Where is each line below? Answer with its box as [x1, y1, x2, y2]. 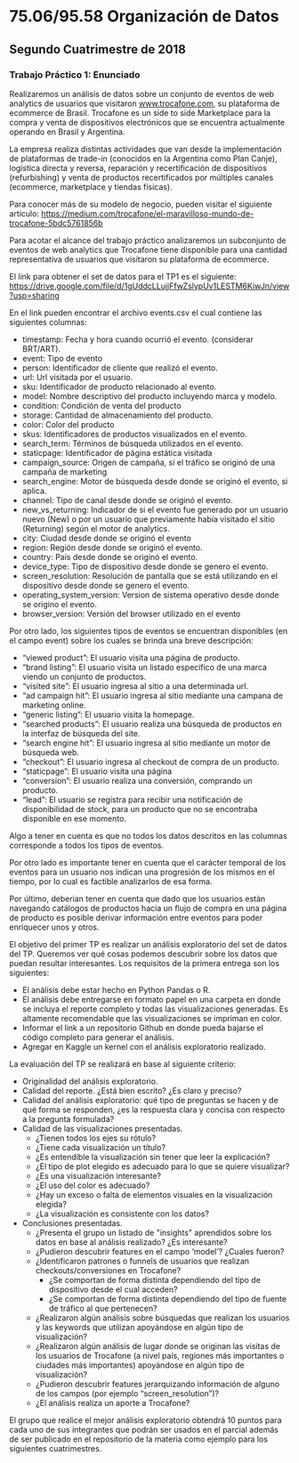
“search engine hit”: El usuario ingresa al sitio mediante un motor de [21, 737, 271, 748]
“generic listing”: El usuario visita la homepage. [21, 709, 195, 719]
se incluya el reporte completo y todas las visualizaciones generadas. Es [21, 1004, 289, 1014]
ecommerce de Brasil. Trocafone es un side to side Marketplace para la [9, 107, 271, 118]
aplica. [21, 485, 47, 496]
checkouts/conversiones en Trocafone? [35, 1264, 182, 1275]
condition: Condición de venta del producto [21, 400, 182, 410]
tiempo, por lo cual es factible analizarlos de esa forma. [9, 875, 213, 887]
